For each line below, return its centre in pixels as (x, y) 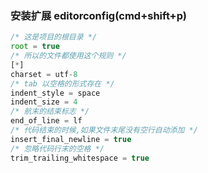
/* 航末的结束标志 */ (50, 112)
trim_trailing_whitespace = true (80, 158)
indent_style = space (55, 93)
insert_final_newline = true (71, 139)
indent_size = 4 (44, 102)
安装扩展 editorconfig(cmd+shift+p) (98, 15)
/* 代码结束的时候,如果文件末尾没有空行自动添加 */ (104, 130)
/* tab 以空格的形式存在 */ (62, 83)
